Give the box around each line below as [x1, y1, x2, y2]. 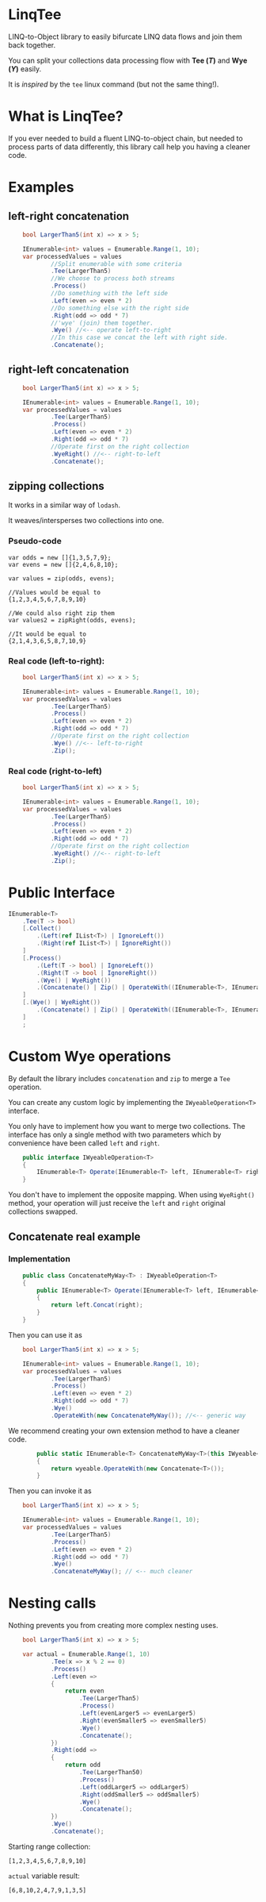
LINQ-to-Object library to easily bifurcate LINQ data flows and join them [8, 32, 243, 41]
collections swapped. [8, 1207, 78, 1216]
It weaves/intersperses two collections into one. [8, 516, 165, 526]
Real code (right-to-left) [8, 765, 103, 776]
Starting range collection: [8, 1842, 91, 1851]
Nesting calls [8, 1594, 97, 1612]
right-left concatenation [8, 363, 129, 376]
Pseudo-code [8, 536, 62, 547]
